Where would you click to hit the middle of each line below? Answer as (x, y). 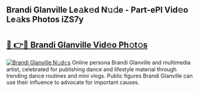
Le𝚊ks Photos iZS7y (45, 20)
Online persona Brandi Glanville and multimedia (131, 62)
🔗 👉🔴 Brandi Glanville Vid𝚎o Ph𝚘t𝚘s (77, 45)
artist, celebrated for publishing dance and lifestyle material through (92, 69)
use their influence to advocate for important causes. (73, 82)
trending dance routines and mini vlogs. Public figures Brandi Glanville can (100, 76)
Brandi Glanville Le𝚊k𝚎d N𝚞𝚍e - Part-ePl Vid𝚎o (97, 10)
